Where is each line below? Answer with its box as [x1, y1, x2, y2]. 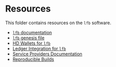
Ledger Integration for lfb [12, 45, 66, 51]
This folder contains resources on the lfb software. [5, 20, 111, 26]
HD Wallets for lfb [12, 40, 51, 46]
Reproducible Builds [12, 56, 54, 62]
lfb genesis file [12, 35, 45, 41]
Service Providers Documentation [12, 51, 83, 57]
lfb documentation [12, 29, 52, 35]
